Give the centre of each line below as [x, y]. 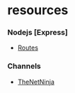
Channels [24, 66]
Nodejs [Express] [38, 33]
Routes [28, 48]
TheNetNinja [36, 82]
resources [38, 10]
